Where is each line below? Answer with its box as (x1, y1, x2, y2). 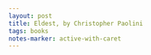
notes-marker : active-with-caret (8, 34, 122, 43)
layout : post (8, 11, 53, 20)
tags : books (8, 27, 49, 35)
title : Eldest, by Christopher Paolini (8, 19, 144, 27)
